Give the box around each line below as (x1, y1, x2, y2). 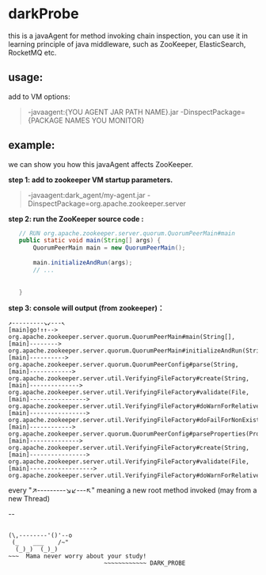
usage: (8, 70, 44, 84)
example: (8, 139, 55, 152)
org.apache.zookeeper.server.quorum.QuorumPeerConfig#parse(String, (8, 361, 239, 369)
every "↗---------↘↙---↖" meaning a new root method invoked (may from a (8, 486, 257, 495)
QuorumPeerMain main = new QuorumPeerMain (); (32, 244, 186, 252)
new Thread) (8, 494, 50, 504)
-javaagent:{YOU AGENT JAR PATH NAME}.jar (27, 107, 179, 116)
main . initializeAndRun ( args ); (32, 259, 133, 267)
